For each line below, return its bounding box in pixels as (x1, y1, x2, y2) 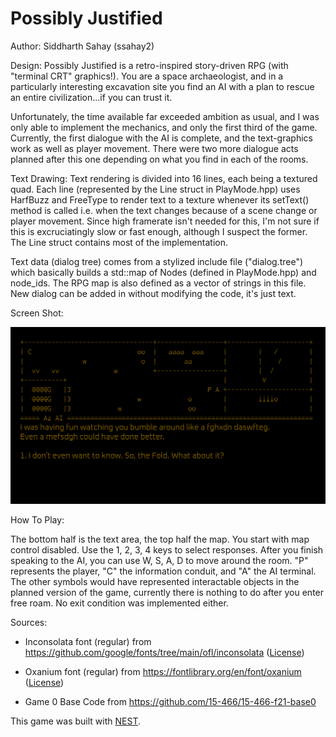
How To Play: (10, 514, 65, 526)
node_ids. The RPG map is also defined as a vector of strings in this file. (10, 277, 307, 289)
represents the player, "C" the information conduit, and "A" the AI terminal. (10, 565, 317, 577)
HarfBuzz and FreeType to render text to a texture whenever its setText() (10, 193, 310, 206)
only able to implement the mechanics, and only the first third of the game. (10, 121, 318, 133)
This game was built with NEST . (10, 715, 141, 727)
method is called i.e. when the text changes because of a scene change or (10, 204, 318, 216)
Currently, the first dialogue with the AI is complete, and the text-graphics (10, 132, 313, 144)
